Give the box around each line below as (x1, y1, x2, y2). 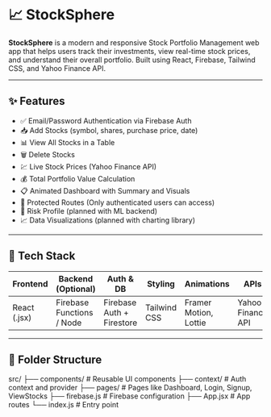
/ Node (56, 317, 82, 328)
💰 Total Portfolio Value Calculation (19, 173, 135, 183)
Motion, (184, 306, 214, 318)
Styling (146, 278, 175, 290)
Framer (184, 297, 212, 308)
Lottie (184, 317, 206, 328)
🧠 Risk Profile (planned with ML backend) (19, 206, 158, 215)
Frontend (12, 278, 48, 290)
